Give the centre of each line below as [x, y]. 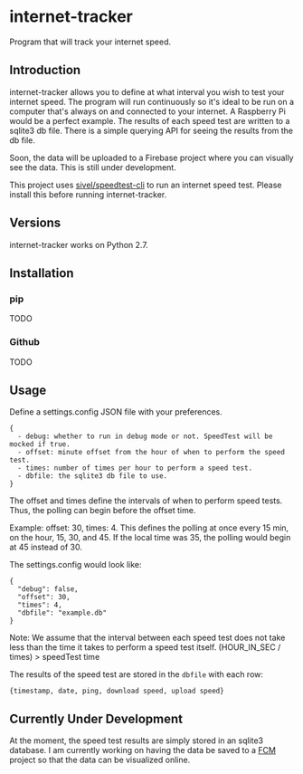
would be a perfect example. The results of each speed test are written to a [150, 120]
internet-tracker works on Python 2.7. [79, 244]
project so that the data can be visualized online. [100, 760]
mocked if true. [40, 444]
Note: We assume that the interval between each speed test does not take [147, 638]
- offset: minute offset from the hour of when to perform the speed [151, 453]
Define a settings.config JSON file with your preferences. [116, 412]
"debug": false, [48, 589]
